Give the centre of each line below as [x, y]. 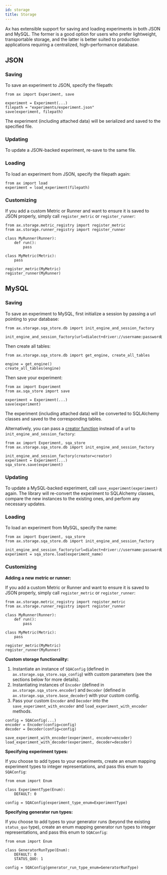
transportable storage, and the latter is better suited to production [73, 39]
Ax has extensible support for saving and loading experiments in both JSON [83, 28]
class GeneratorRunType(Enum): [38, 850]
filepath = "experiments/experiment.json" [50, 108]
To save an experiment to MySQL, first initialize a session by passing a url [81, 314]
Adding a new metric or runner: [38, 578]
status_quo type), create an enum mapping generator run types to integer [81, 827]
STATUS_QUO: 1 [29, 859]
